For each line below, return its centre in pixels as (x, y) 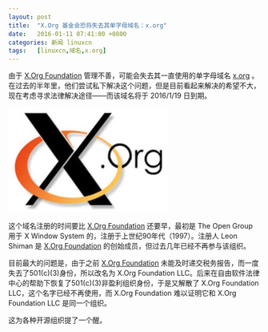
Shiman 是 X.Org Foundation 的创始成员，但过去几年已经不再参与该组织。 (129, 246)
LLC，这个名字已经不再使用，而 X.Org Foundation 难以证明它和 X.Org (122, 294)
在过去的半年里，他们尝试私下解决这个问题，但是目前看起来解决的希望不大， (134, 86)
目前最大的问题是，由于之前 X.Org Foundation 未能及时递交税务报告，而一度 (134, 263)
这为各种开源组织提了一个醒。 (57, 320)
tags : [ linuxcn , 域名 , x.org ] (57, 51)
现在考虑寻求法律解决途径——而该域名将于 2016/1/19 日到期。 (110, 95)
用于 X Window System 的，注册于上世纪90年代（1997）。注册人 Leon (123, 236)
